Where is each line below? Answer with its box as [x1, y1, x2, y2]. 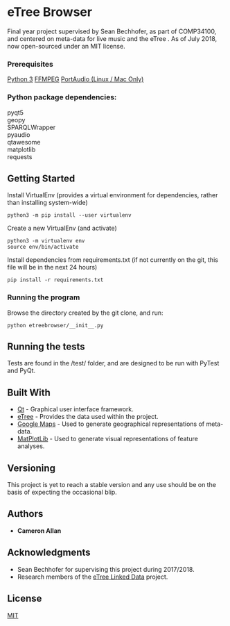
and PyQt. [7, 366, 36, 375]
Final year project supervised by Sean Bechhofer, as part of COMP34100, [7, 27, 217, 35]
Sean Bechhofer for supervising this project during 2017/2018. [17, 565, 195, 573]
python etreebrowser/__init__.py [7, 322, 104, 329]
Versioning [7, 462, 55, 474]
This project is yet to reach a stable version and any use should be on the [7, 481, 217, 489]
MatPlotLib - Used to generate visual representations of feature [17, 435, 199, 443]
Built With [7, 386, 51, 398]
